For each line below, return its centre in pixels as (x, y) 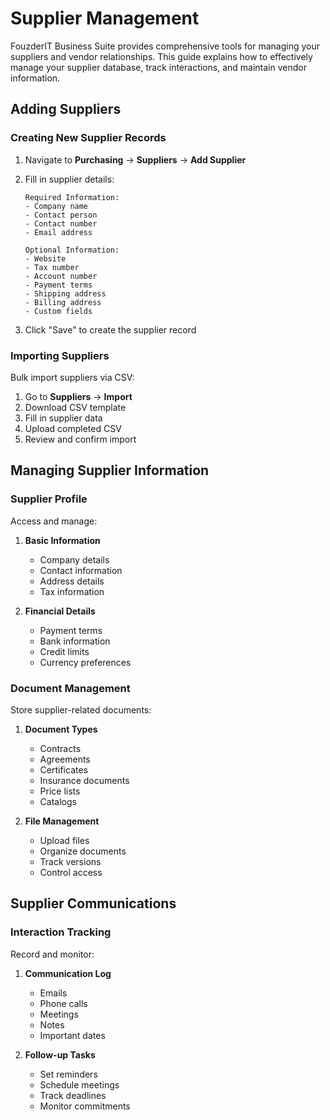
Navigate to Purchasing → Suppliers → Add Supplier (135, 159)
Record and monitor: (52, 954)
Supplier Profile (49, 499)
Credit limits (64, 651)
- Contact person (61, 215)
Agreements (65, 759)
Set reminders (68, 1074)
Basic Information (62, 540)
